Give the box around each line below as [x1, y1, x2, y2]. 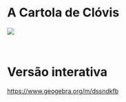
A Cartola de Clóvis [7, 5, 120, 21]
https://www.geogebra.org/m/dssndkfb [7, 87, 119, 95]
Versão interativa [7, 64, 108, 80]
